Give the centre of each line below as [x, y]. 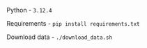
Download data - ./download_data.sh [60, 37]
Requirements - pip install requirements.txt [73, 23]
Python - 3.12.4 [29, 10]
